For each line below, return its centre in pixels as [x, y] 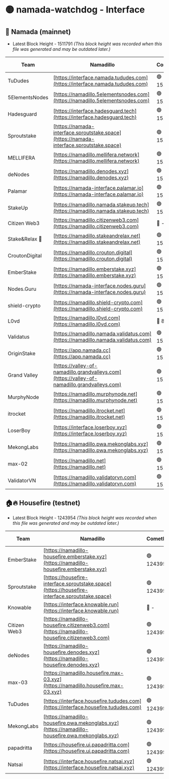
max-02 [18, 463]
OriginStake [22, 353]
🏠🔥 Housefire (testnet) [43, 503]
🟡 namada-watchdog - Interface [75, 10]
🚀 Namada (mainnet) [38, 31]
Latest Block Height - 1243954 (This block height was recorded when [84, 518]
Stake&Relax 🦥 [25, 239]
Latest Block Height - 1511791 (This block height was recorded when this [87, 44]
